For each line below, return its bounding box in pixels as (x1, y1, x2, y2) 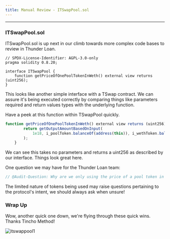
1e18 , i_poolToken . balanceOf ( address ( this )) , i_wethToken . (32, 131, 159, 136)
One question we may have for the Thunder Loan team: (5, 165, 120, 171)
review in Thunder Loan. (5, 46, 56, 52)
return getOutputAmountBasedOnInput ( (23, 126, 103, 131)
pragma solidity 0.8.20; (5, 60, 58, 65)
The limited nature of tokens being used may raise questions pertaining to (5, 183, 159, 190)
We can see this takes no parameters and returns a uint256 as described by (5, 149, 163, 155)
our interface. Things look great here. (5, 155, 83, 161)
